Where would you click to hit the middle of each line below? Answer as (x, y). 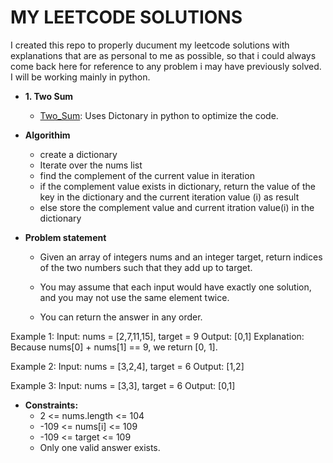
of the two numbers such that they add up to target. (146, 267)
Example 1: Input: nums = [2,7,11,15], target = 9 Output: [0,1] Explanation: (157, 336)
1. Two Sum (49, 96)
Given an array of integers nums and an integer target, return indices (181, 257)
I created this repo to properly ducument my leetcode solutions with (150, 45)
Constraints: (51, 405)
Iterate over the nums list (91, 165)
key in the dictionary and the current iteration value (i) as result (169, 197)
